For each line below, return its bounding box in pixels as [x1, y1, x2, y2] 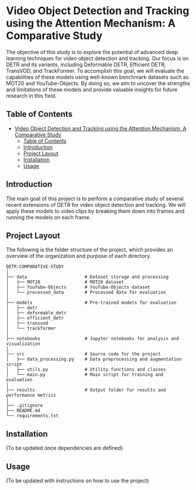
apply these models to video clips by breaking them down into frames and [6, 207, 185, 214]
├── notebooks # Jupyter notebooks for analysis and [6, 336, 180, 342]
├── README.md [6, 408, 41, 414]
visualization [6, 341, 41, 347]
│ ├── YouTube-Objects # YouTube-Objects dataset [6, 284, 150, 290]
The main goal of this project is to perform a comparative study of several [6, 195, 184, 202]
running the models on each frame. [6, 213, 91, 221]
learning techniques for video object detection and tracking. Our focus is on [6, 55, 189, 62]
